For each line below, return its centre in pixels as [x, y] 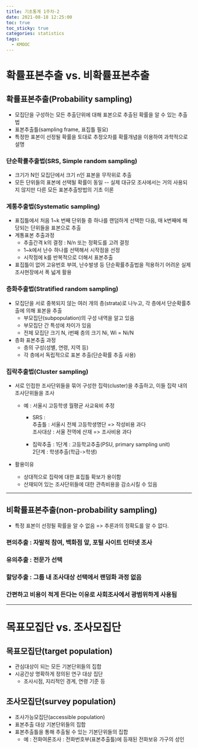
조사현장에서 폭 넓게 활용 [43, 272]
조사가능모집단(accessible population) [60, 717]
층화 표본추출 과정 [35, 340]
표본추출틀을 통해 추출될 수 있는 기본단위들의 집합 [71, 731]
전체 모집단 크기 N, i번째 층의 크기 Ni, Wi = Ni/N [79, 332]
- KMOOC [21, 45]
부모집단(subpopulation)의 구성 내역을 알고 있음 [79, 318]
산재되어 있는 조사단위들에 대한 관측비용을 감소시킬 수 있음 [90, 484]
